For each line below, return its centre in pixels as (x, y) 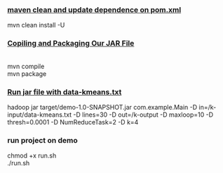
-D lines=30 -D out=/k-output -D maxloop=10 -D (143, 115)
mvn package (27, 73)
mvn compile (26, 66)
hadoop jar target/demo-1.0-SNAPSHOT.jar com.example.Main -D (102, 107)
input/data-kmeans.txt (40, 115)
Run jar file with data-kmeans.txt (65, 91)
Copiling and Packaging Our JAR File (71, 44)
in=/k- (208, 107)
